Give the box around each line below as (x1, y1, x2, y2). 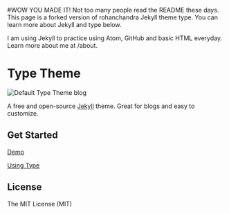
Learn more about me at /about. (7, 42, 98, 49)
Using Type (7, 161, 40, 169)
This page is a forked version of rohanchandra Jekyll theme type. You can (7, 13, 218, 21)
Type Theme (7, 66, 81, 82)
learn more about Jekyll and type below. (7, 21, 122, 28)
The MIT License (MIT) (7, 199, 73, 208)
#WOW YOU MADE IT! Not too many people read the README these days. (7, 6, 219, 14)
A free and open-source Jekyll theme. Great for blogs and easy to (7, 102, 195, 110)
